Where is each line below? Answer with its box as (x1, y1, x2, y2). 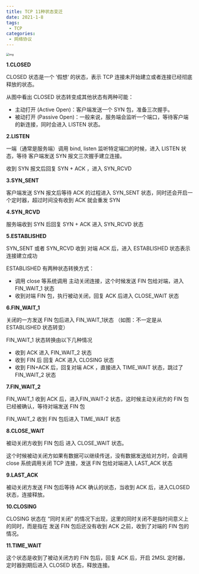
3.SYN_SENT (6, 177, 40, 184)
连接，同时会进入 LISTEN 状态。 (25, 121, 104, 128)
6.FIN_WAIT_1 (6, 304, 40, 311)
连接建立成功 (6, 252, 37, 259)
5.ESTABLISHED (6, 233, 47, 239)
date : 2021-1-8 (6, 14, 44, 20)
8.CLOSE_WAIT (6, 427, 45, 434)
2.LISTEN (6, 133, 30, 139)
